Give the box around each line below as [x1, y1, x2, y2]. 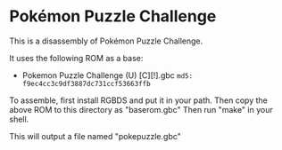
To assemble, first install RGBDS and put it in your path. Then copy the [9, 95, 268, 106]
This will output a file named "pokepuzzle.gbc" [9, 130, 181, 141]
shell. [9, 114, 29, 124]
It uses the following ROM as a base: [9, 52, 144, 63]
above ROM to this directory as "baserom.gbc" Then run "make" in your [9, 104, 274, 114]
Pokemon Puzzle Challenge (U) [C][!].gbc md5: [21, 69, 194, 81]
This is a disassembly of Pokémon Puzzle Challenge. [9, 36, 203, 46]
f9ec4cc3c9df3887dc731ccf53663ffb [21, 79, 151, 88]
